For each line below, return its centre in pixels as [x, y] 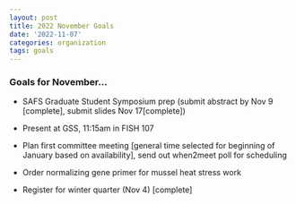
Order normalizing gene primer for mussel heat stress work [132, 173]
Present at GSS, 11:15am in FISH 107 [88, 128]
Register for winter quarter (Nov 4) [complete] [107, 190]
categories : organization [57, 42]
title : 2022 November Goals [62, 26]
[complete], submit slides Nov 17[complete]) [104, 111]
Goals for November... [58, 82]
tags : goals [31, 51]
